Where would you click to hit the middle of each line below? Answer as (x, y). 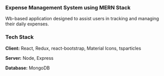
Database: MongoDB (28, 68)
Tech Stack (20, 37)
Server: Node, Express (29, 58)
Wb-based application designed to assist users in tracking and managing (82, 19)
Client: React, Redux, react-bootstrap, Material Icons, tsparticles (73, 48)
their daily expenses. (27, 24)
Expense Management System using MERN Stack (68, 8)
